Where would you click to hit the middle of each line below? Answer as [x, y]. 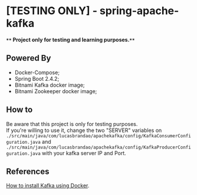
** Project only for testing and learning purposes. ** [70, 39]
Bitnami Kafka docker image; [50, 85]
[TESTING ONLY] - [52, 11]
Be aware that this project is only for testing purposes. [72, 124]
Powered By [29, 58]
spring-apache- [139, 11]
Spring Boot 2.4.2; [37, 78]
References [28, 171]
